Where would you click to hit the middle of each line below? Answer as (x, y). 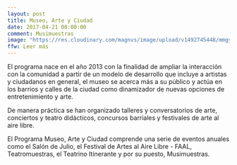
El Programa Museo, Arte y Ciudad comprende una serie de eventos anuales (119, 139)
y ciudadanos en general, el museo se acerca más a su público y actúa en (115, 81)
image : (17, 40)
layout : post (26, 14)
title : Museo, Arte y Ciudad (50, 20)
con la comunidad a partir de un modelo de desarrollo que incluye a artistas (117, 74)
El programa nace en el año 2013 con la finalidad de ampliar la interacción (115, 67)
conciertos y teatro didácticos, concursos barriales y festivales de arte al (113, 118)
